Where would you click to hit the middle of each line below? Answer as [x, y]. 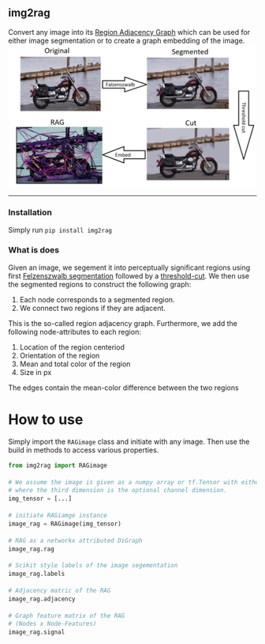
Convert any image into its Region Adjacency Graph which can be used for [129, 32]
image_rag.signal [37, 632]
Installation [30, 213]
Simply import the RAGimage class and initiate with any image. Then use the [129, 441]
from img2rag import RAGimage [58, 465]
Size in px [35, 372]
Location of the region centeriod [72, 347]
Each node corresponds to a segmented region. [97, 299]
